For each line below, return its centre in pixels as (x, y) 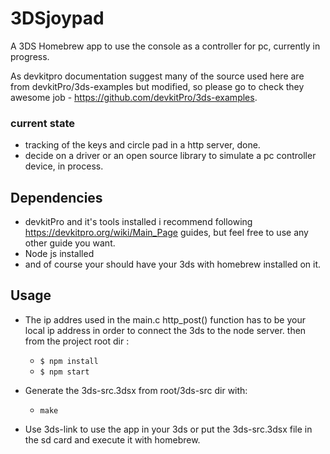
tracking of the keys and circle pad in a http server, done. (142, 145)
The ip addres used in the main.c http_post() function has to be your (165, 319)
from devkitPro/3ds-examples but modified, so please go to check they (157, 86)
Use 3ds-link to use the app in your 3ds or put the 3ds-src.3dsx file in (168, 429)
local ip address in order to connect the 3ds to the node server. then (165, 330)
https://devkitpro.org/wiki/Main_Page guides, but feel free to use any (166, 233)
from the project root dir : (77, 341)
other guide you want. (70, 243)
